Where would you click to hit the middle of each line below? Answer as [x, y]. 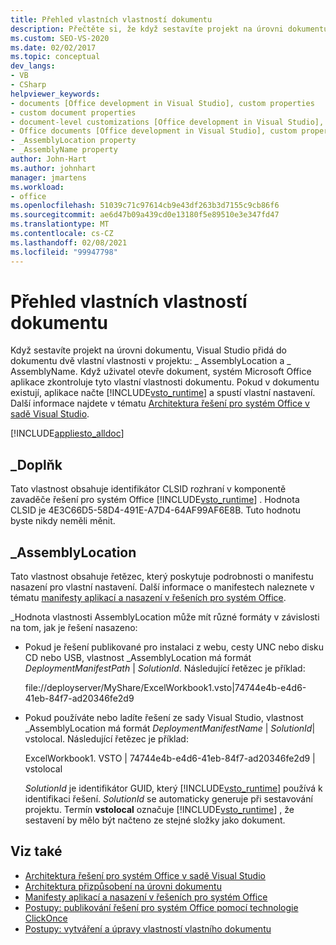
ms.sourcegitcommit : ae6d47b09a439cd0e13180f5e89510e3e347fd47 [145, 215]
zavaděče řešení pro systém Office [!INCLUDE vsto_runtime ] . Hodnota [155, 500]
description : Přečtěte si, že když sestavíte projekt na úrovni [147, 29]
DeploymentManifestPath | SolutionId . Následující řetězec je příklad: [165, 668]
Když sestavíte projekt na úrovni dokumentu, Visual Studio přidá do [149, 350]
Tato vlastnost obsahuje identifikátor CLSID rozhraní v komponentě [148, 489]
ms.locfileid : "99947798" [64, 252]
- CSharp [28, 85]
